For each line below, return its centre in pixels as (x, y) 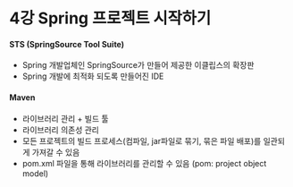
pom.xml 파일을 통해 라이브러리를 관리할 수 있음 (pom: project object (144, 163)
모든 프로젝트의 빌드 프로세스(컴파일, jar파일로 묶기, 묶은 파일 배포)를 (142, 140)
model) (35, 173)
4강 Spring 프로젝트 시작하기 (110, 18)
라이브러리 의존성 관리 (61, 130)
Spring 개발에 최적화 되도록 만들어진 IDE (93, 76)
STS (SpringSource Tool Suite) (67, 44)
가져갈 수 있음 (56, 152)
